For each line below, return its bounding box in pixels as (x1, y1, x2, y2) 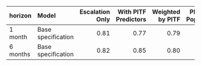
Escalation (80, 8, 111, 16)
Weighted (152, 8, 181, 16)
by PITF (158, 15, 181, 23)
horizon (9, 11, 32, 20)
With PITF (117, 8, 147, 16)
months (9, 50, 31, 58)
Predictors (115, 15, 147, 23)
